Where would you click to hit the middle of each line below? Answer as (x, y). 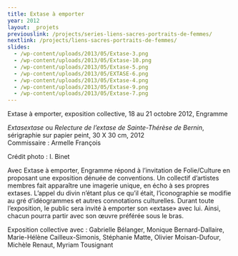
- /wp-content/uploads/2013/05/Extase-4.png (81, 80)
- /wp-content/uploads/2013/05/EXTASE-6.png (81, 73)
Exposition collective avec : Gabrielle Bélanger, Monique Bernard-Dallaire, (116, 230)
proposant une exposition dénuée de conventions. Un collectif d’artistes (113, 178)
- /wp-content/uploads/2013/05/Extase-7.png (81, 93)
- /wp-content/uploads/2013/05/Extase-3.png (81, 54)
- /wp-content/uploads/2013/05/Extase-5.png (81, 67)
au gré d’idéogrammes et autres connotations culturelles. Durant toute (111, 201)
